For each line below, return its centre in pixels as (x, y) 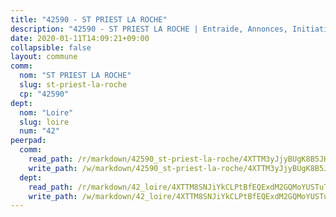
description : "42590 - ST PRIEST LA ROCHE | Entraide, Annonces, (149, 29)
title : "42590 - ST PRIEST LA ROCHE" (89, 19)
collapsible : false (51, 47)
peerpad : (28, 141)
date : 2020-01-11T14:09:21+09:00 (80, 38)
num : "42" (39, 131)
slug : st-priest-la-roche (73, 85)
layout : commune (44, 57)
